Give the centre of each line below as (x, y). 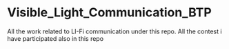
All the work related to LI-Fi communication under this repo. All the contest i (114, 31)
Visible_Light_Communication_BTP (109, 13)
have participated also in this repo (56, 38)
